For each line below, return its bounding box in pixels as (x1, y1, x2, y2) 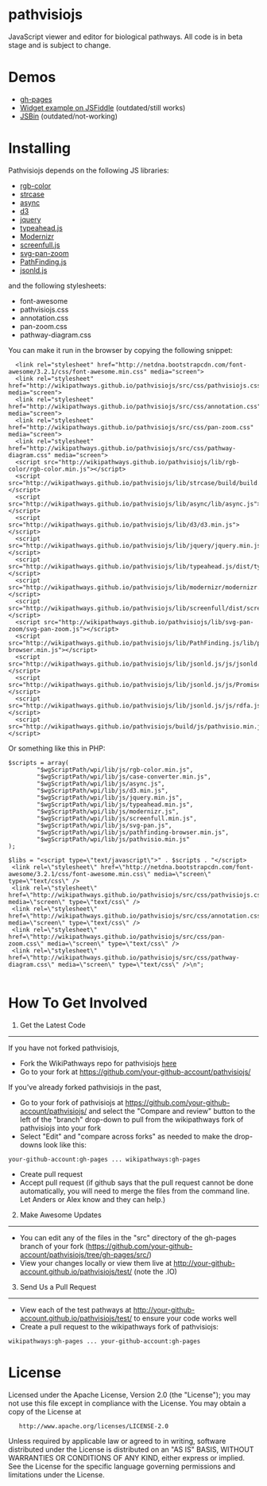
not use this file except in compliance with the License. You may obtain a (8, 1398, 246, 1408)
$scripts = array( (8, 759, 69, 766)
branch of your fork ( (19, 1241, 89, 1251)
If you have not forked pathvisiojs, (8, 1043, 120, 1053)
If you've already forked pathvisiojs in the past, (8, 1082, 162, 1092)
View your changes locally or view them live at (19, 1258, 172, 1267)
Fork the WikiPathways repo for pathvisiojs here (19, 1058, 177, 1068)
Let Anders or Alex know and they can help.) (19, 1194, 166, 1204)
